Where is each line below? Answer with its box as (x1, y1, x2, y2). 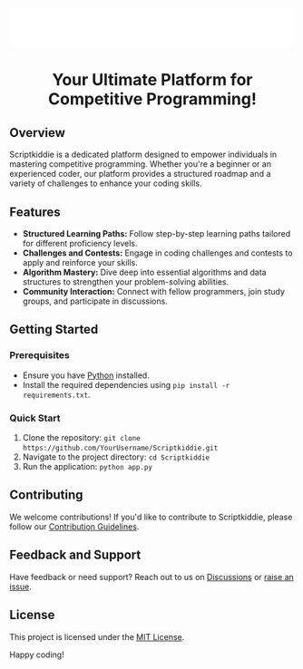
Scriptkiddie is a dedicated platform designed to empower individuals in (9, 149, 278, 160)
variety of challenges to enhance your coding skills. (9, 178, 202, 189)
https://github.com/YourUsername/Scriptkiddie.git (22, 443, 219, 453)
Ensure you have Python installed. (22, 370, 150, 381)
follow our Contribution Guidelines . (9, 520, 140, 532)
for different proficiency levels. (22, 238, 138, 249)
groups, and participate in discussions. (22, 296, 168, 306)
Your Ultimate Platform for (52, 70, 253, 91)
